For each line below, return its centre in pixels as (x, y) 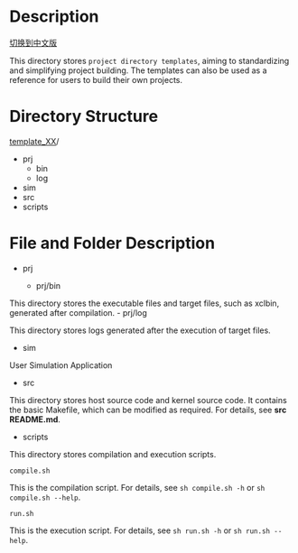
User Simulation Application (61, 365)
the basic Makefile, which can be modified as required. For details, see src (148, 410)
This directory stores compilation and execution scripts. (113, 454)
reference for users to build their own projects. (96, 79)
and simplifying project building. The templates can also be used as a (139, 70)
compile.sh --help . (45, 497)
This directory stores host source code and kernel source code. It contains (148, 400)
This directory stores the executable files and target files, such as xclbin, (144, 303)
